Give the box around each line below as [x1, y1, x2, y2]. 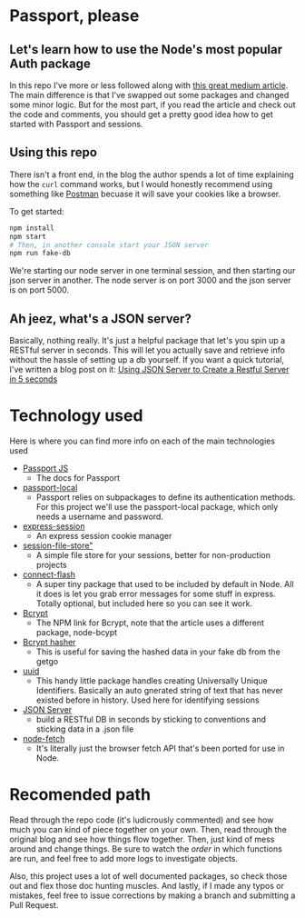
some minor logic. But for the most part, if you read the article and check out [9, 99, 297, 110]
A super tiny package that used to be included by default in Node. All [35, 579, 294, 590]
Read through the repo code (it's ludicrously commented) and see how [9, 814, 274, 825]
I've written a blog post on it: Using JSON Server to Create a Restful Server [9, 364, 290, 375]
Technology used [9, 405, 143, 426]
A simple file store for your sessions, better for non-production [35, 550, 271, 561]
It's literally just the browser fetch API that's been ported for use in [35, 743, 285, 754]
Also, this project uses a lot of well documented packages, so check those [9, 871, 288, 882]
